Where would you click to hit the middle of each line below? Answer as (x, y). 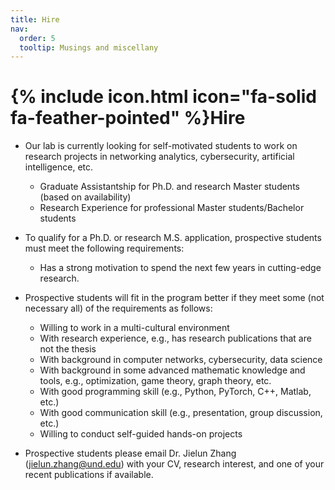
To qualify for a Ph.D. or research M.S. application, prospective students (173, 238)
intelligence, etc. (59, 167)
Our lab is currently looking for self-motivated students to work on (161, 146)
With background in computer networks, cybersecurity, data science (181, 360)
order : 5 (37, 38)
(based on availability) (85, 197)
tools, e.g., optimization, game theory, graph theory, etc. (155, 381)
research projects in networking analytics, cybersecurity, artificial (159, 157)
